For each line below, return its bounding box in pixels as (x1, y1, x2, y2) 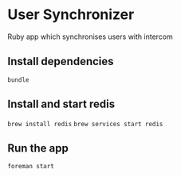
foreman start (7, 163, 55, 171)
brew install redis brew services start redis (7, 120, 163, 128)
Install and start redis (7, 98, 116, 111)
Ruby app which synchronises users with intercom (7, 32, 173, 41)
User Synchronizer (7, 6, 135, 24)
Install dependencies (7, 55, 114, 68)
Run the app (7, 141, 69, 155)
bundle (7, 75, 30, 84)
